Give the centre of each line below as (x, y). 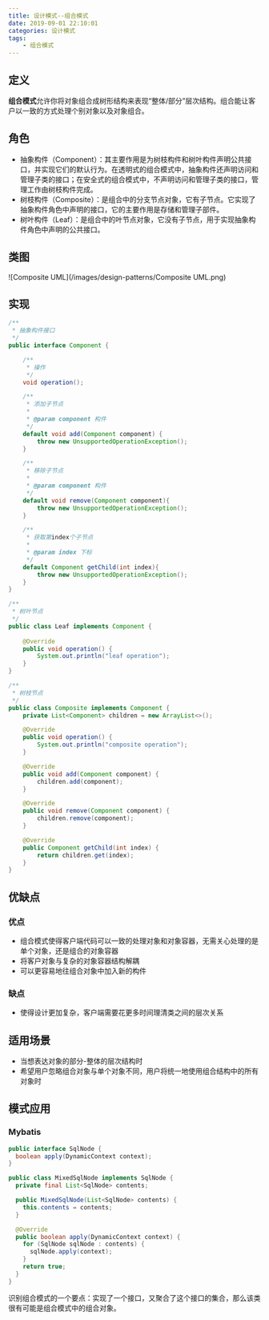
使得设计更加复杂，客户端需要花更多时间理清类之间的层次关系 (122, 1013)
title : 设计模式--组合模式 (48, 16)
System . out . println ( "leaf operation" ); (104, 656)
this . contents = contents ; (68, 1207)
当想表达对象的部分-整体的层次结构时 (81, 1061)
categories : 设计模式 (42, 30)
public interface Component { (59, 345)
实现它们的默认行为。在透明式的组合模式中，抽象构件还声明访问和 (150, 169)
